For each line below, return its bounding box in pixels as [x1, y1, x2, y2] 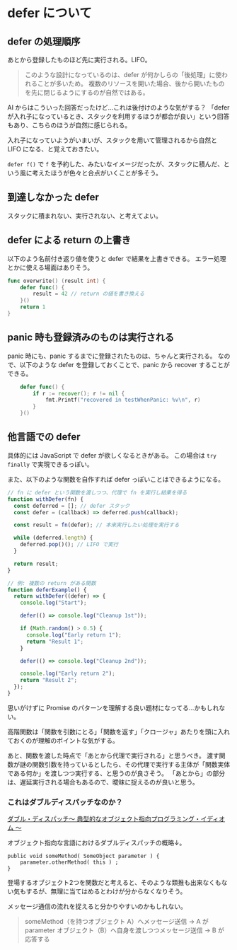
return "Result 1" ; [25, 638, 83, 645]
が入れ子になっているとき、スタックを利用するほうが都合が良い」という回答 [7, 112, 230, 120]
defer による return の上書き [7, 234, 132, 246]
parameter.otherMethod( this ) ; [20, 859, 119, 866]
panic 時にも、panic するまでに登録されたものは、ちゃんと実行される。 [7, 352, 216, 360]
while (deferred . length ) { [13, 534, 93, 542]
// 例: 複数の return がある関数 [7, 579, 97, 586]
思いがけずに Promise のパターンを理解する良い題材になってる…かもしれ [7, 703, 219, 712]
